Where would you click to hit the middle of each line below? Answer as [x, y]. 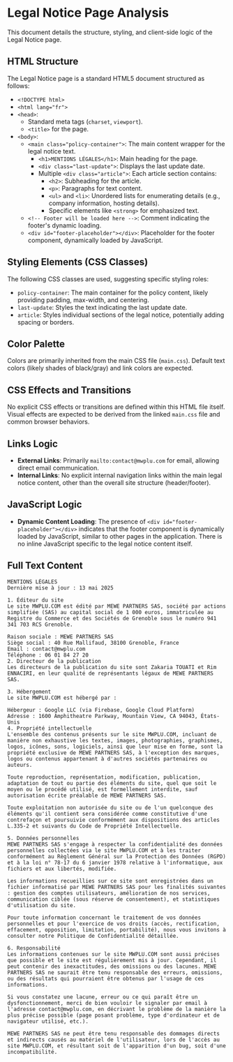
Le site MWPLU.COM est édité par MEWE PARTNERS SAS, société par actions [117, 606]
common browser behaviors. [48, 422]
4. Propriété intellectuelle [50, 728]
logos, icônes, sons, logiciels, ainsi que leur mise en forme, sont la [115, 747]
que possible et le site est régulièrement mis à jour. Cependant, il [112, 960]
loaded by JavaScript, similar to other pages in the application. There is [120, 536]
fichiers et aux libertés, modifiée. [62, 869]
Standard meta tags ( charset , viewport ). [85, 121]
